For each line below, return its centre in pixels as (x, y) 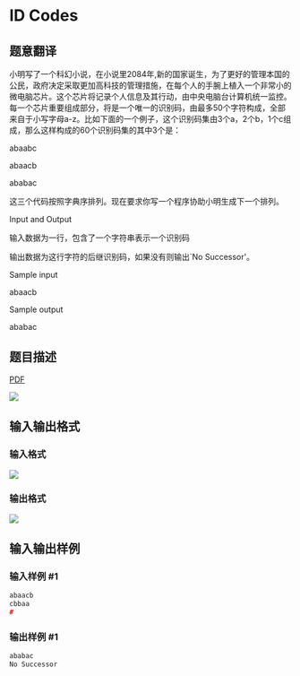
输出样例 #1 (34, 637)
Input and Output (41, 219)
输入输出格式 (45, 427)
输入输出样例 (45, 549)
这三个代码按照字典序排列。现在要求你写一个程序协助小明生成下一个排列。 (146, 201)
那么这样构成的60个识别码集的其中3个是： (103, 130)
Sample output (36, 309)
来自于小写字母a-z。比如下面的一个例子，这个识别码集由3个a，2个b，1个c (146, 119)
